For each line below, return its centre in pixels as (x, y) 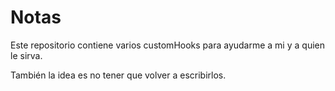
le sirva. (26, 55)
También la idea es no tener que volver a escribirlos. (118, 75)
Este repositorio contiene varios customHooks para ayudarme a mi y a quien (167, 45)
